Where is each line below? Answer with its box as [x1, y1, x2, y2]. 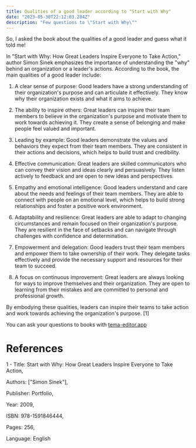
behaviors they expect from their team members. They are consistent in [14, 143, 188, 150]
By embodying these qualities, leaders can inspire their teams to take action [6, 304, 189, 311]
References [6, 342, 63, 355]
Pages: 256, [6, 424, 35, 431]
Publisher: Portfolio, [6, 390, 54, 397]
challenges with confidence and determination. [14, 232, 129, 239]
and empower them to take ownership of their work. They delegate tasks [14, 250, 190, 257]
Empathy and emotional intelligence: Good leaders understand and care [14, 184, 188, 191]
